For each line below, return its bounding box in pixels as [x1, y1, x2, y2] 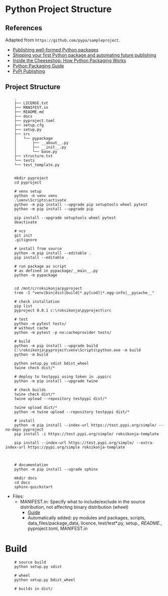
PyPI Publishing [12, 68, 45, 74]
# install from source [14, 246, 62, 251]
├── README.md [14, 109, 44, 114]
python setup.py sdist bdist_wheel [14, 361, 89, 366]
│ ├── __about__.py [14, 140, 69, 145]
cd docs [14, 480, 30, 485]
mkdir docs [14, 475, 37, 481]
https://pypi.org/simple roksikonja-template [27, 445, 125, 450]
